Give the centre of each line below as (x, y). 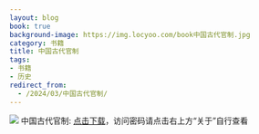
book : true (30, 26)
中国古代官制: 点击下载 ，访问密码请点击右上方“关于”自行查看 (135, 120)
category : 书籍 (37, 43)
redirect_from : (38, 85)
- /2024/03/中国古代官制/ (62, 93)
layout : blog (34, 18)
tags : (20, 60)
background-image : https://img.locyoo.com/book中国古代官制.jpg (130, 34)
